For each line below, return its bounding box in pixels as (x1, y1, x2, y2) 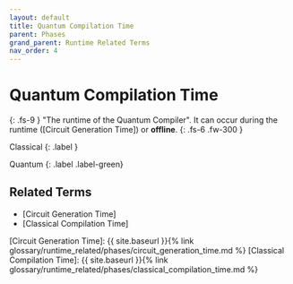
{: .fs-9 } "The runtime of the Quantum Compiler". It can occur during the (9, 115, 278, 125)
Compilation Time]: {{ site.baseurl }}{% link (9, 254, 168, 265)
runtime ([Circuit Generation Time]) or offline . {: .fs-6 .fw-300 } (9, 125, 244, 135)
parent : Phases (9, 30, 66, 39)
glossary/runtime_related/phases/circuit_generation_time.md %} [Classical (9, 245, 285, 255)
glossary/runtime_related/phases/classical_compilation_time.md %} (9, 263, 259, 274)
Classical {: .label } (9, 142, 79, 152)
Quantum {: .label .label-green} (9, 159, 124, 170)
